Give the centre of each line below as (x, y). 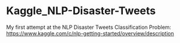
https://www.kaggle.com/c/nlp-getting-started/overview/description (90, 33)
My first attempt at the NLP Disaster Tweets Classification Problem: (89, 27)
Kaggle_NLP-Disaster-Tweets (81, 11)
